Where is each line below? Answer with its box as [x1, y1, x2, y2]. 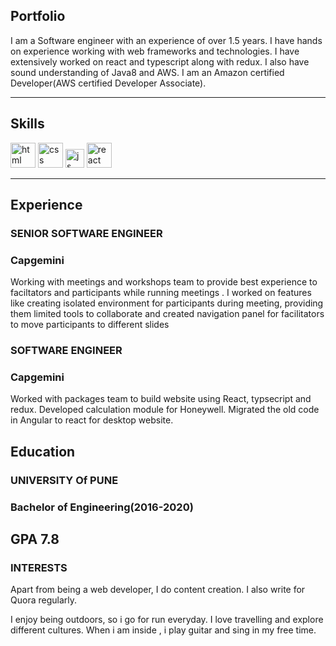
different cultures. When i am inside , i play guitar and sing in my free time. [10, 624, 317, 636]
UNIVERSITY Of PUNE [10, 473, 119, 487]
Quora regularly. [10, 594, 77, 606]
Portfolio [10, 8, 66, 25]
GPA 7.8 [10, 531, 60, 548]
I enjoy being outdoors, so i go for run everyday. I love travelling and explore [10, 614, 324, 626]
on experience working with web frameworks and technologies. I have [10, 45, 300, 57]
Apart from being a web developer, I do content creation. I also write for [10, 584, 306, 596]
